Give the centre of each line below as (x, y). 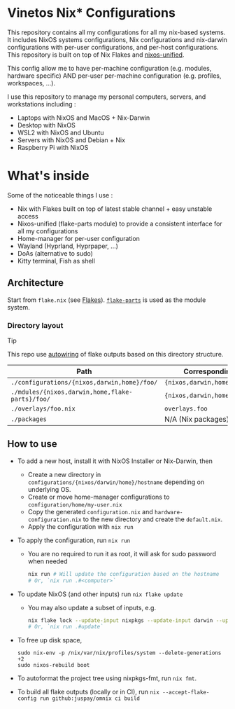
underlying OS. (49, 489)
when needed (48, 561)
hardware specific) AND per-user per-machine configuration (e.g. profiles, (114, 76)
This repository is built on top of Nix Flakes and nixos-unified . (96, 55)
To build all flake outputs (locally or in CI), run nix (88, 692)
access (28, 216)
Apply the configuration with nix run (81, 526)
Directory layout (35, 325)
